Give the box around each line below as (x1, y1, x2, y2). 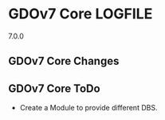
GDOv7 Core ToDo (8, 82, 101, 95)
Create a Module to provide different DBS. (19, 103, 158, 113)
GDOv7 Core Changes (8, 54, 120, 68)
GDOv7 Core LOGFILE (8, 5, 153, 23)
